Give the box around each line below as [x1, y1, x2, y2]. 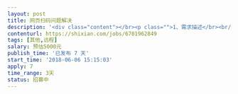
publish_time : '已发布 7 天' [7, 50, 90, 57]
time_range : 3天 [7, 69, 55, 76]
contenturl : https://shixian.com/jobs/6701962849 [7, 30, 158, 37]
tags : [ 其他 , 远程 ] [7, 37, 58, 44]
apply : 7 [7, 63, 33, 70]
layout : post [7, 10, 46, 18]
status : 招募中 [7, 76, 49, 83]
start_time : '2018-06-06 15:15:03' [7, 57, 113, 64]
